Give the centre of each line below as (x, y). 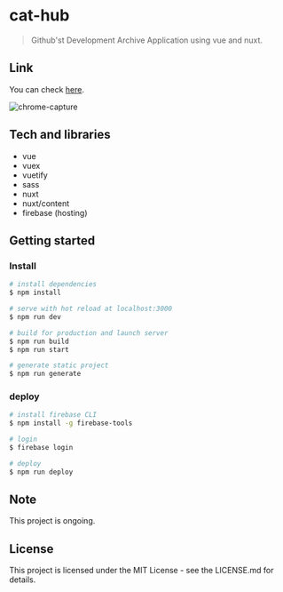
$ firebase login (41, 448)
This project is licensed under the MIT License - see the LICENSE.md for (141, 571)
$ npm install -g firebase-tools (71, 423)
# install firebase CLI (53, 415)
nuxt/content (46, 203)
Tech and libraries (60, 135)
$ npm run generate (45, 374)
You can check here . (47, 89)
